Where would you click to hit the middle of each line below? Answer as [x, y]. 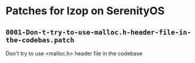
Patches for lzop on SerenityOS [85, 11]
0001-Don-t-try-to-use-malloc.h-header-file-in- [98, 32]
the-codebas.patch [40, 40]
